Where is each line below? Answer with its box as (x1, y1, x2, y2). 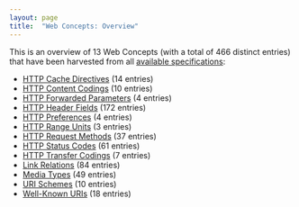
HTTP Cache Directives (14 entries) (22, 73, 154, 84)
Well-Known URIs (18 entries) (22, 188, 132, 199)
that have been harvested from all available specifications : (9, 56, 226, 67)
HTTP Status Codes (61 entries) (22, 140, 140, 151)
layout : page (9, 13, 59, 22)
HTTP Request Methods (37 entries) (22, 130, 158, 141)
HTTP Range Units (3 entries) (22, 121, 132, 131)
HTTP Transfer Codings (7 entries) (22, 149, 151, 160)
